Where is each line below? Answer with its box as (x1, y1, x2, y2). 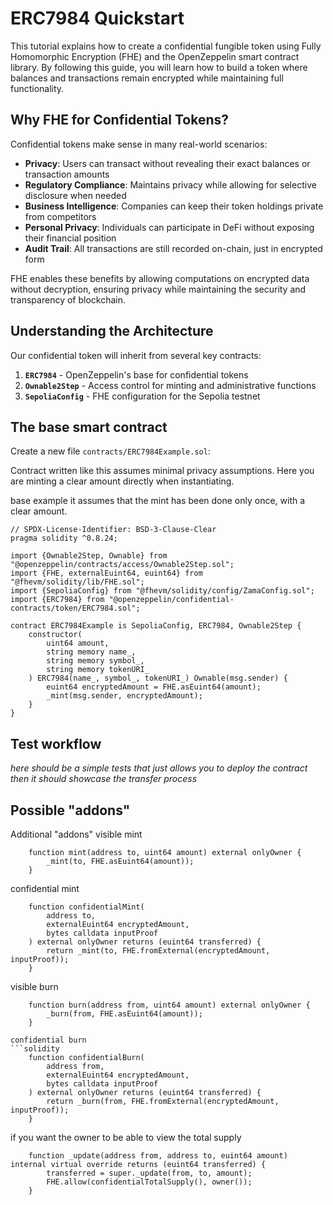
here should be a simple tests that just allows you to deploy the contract (10, 762, 308, 774)
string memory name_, (46, 647, 137, 657)
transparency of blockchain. (10, 293, 127, 306)
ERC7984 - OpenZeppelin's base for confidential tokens (24, 368, 249, 381)
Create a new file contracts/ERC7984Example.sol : (10, 445, 211, 457)
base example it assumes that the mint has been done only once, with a (10, 495, 306, 507)
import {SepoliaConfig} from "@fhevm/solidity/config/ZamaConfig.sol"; (10, 586, 315, 596)
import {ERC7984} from (10, 595, 105, 605)
